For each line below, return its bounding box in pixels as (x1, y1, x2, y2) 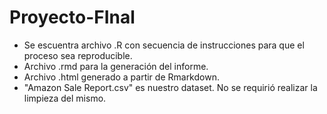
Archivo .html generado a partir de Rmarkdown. (23, 71, 220, 83)
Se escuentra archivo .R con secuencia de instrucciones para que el (23, 39, 305, 51)
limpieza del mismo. (23, 92, 107, 104)
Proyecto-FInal (9, 6, 136, 29)
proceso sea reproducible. (23, 49, 133, 61)
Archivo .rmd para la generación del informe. (23, 60, 209, 72)
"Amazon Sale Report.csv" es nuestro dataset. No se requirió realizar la (23, 81, 318, 93)
